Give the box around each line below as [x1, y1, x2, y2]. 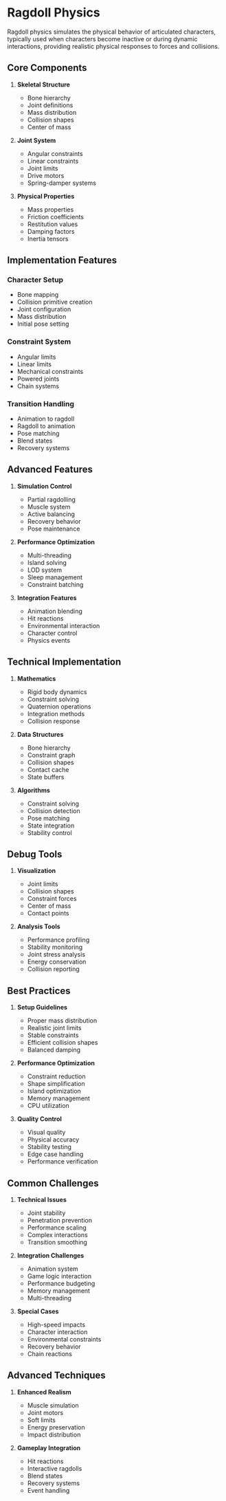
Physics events [27, 636, 71, 644]
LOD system [27, 566, 63, 574]
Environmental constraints [27, 1335, 102, 1344]
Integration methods [27, 709, 85, 718]
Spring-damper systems [27, 179, 96, 187]
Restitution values [27, 220, 78, 228]
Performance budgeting [27, 1280, 95, 1288]
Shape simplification [27, 1080, 85, 1088]
